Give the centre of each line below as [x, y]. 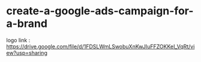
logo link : [18, 40]
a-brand [27, 24]
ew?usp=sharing [27, 52]
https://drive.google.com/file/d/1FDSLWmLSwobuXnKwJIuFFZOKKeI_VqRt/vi [100, 46]
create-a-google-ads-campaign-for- [100, 11]
